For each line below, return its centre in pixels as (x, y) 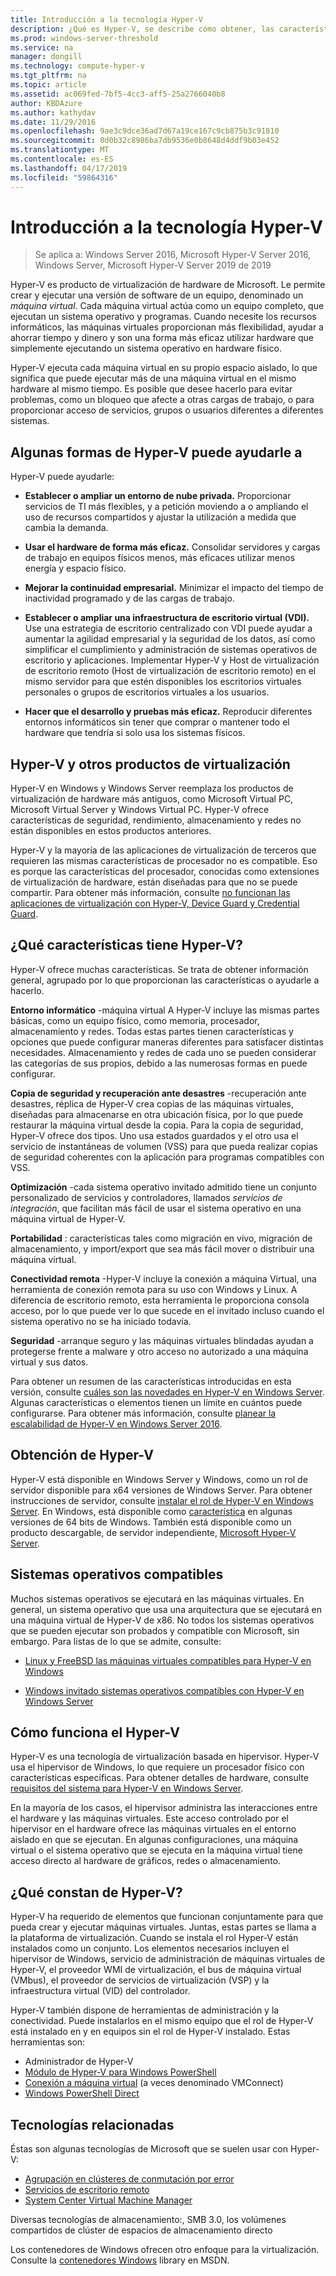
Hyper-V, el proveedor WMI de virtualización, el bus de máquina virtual (156, 1970)
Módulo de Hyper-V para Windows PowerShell (120, 2072)
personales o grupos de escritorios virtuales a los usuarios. (147, 692)
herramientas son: (48, 2042)
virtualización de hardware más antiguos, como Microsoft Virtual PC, (152, 799)
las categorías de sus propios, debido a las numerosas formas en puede (159, 1063)
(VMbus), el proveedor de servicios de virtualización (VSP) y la (140, 1980)
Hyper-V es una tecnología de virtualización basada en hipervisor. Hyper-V (165, 1757)
